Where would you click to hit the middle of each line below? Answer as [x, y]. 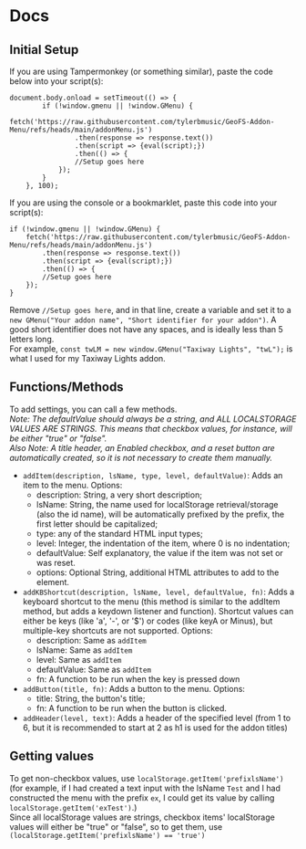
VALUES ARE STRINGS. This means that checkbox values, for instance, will [151, 428]
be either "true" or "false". [58, 438]
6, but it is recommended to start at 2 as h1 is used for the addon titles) [155, 728]
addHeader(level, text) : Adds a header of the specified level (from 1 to [157, 718]
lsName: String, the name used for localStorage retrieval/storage [158, 504]
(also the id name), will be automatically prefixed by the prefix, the [160, 514]
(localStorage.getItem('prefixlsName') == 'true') [107, 835]
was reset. [56, 562]
